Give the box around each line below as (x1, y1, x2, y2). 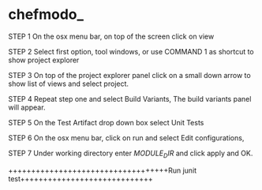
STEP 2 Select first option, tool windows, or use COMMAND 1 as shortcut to (8, 47, 254, 56)
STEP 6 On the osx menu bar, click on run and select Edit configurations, (8, 132, 245, 143)
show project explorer (8, 55, 80, 65)
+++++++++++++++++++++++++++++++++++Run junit (8, 166, 197, 175)
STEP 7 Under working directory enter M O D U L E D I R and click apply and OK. (8, 148, 253, 159)
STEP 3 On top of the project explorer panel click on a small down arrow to (8, 70, 251, 80)
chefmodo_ (8, 6, 84, 24)
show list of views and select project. (8, 79, 129, 88)
